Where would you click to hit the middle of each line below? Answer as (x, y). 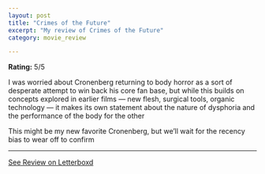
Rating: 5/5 (27, 67)
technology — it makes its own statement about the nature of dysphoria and (131, 108)
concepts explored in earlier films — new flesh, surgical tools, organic (121, 99)
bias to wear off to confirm (51, 140)
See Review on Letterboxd (51, 162)
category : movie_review (47, 38)
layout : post (30, 15)
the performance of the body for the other (77, 116)
